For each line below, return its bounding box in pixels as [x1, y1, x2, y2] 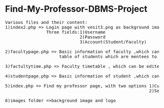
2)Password [80, 34, 106, 40]
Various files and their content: [5, 20, 88, 25]
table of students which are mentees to [59, 54, 157, 59]
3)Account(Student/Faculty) [80, 39, 147, 44]
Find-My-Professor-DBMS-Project [5, 3, 147, 15]
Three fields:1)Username [46, 29, 106, 35]
